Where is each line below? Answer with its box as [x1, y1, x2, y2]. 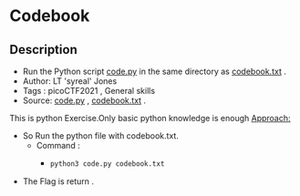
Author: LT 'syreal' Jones [22, 76, 118, 87]
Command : [36, 140, 80, 150]
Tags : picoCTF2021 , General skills [22, 86, 156, 96]
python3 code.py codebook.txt [49, 160, 165, 169]
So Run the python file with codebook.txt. [22, 130, 180, 141]
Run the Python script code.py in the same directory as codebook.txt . [22, 66, 287, 77]
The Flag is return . [22, 175, 94, 187]
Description [9, 42, 78, 57]
